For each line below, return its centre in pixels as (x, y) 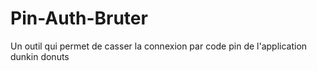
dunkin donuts (40, 56)
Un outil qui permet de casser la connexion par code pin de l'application (159, 46)
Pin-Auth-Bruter (79, 18)
